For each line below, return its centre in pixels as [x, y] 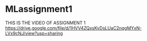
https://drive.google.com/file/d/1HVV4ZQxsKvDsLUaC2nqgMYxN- [73, 28]
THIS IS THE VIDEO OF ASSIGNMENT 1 [45, 23]
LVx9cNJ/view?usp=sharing [34, 33]
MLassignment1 [39, 9]
